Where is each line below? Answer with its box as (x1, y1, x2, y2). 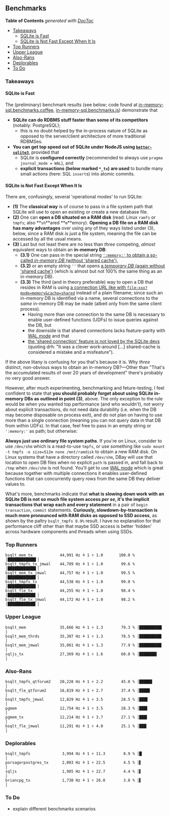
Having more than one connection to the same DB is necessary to (27, 312, 165, 318)
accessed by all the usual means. (12, 236, 83, 242)
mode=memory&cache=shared (20, 291, 75, 296)
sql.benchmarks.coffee (5, 107, 54, 113)
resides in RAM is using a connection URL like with (20, 284, 126, 291)
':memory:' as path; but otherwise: (5, 428, 78, 434)
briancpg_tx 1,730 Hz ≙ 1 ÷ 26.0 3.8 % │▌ (5, 778, 142, 783)
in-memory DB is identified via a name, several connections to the (20, 295, 158, 301)
